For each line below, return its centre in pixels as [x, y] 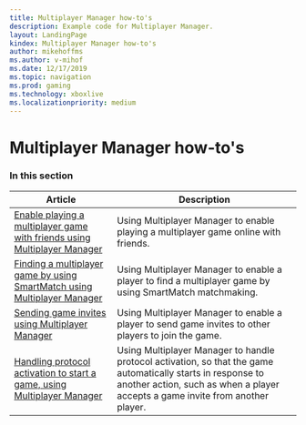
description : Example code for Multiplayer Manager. [112, 26]
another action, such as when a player [198, 384]
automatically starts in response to [190, 372]
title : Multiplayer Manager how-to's [81, 18]
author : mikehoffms [46, 52]
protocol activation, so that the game [195, 361]
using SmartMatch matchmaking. [188, 292]
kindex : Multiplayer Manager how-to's [83, 43]
